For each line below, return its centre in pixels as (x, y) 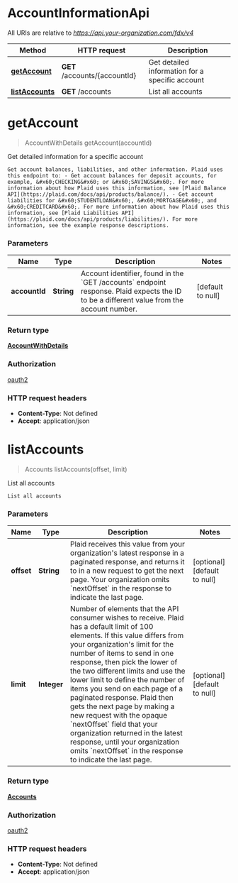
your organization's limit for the (122, 645)
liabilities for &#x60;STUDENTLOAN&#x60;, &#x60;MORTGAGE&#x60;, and (112, 200)
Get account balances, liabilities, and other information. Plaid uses (115, 169)
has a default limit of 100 (112, 627)
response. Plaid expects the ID (131, 291)
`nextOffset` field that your (114, 724)
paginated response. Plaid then (121, 698)
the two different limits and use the (127, 671)
